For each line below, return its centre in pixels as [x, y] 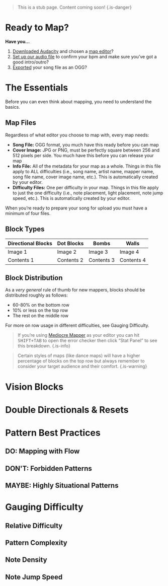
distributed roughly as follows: [36, 295]
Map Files [21, 123]
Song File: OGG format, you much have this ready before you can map [86, 144]
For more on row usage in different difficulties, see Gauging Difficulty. [77, 325]
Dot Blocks [70, 243]
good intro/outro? [31, 62]
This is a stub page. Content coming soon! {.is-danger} [74, 7]
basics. [13, 107]
